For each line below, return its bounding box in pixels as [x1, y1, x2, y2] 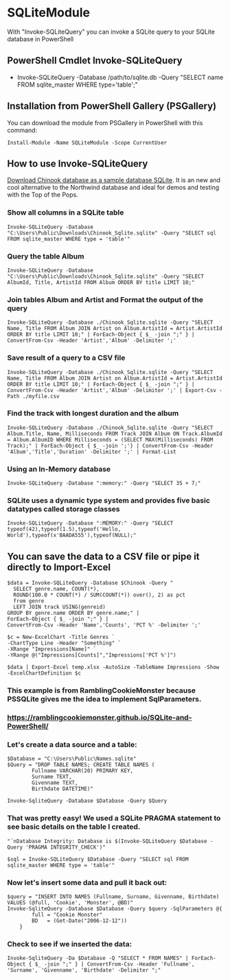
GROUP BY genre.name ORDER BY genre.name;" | [7, 610, 139, 617]
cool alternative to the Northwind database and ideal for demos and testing [7, 184, 220, 192]
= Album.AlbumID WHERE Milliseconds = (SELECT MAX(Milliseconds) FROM [7, 436, 214, 443]
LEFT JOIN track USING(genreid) [13, 604, 106, 611]
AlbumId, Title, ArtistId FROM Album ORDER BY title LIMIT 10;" [7, 279, 195, 286]
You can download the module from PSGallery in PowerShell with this [7, 118, 203, 127]
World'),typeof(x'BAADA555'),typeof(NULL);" [7, 532, 137, 539]
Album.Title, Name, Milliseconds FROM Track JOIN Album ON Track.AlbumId [7, 430, 223, 437]
